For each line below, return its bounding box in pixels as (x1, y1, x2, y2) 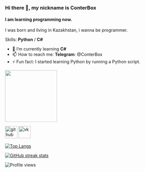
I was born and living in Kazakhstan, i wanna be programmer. (5, 27, 128, 33)
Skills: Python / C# (5, 36, 43, 43)
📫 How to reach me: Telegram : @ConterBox (12, 52, 103, 57)
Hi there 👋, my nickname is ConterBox (5, 4, 97, 11)
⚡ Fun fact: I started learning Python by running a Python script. (12, 59, 141, 65)
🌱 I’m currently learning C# (12, 46, 67, 52)
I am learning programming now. (5, 17, 72, 22)
